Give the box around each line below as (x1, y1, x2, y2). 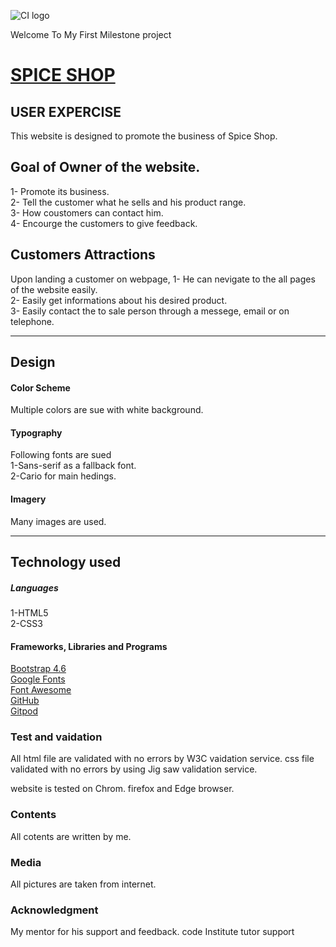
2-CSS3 (10, 617, 43, 629)
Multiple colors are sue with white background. (10, 404, 204, 416)
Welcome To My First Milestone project (10, 29, 172, 40)
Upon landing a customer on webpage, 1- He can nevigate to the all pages (10, 273, 316, 285)
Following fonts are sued (10, 449, 112, 461)
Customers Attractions (10, 246, 156, 264)
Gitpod (10, 705, 38, 717)
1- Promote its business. (10, 185, 110, 197)
